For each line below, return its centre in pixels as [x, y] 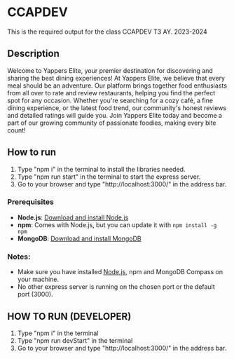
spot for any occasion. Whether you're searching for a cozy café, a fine [110, 100]
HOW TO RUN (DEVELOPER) [69, 316]
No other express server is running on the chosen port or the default [116, 287]
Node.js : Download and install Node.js [73, 217]
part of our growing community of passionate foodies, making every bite [112, 123]
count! [16, 130]
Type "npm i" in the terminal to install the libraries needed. [101, 169]
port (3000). [35, 294]
